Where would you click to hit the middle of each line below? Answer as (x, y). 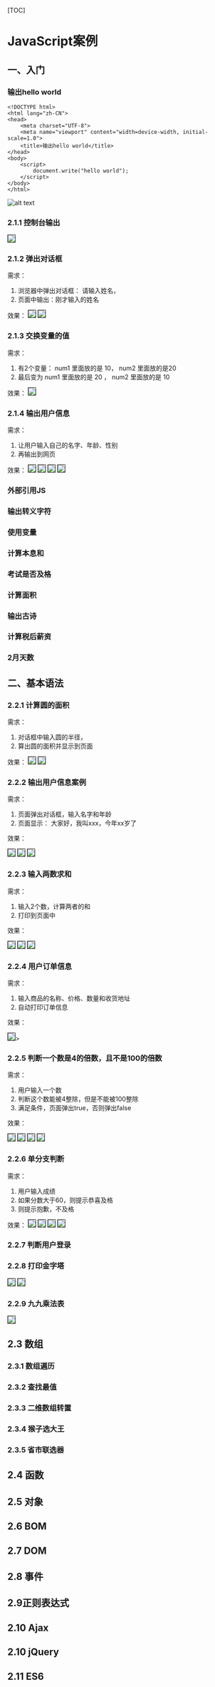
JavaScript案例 (53, 41)
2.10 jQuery (33, 1652)
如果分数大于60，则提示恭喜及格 (65, 1200)
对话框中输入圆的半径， (52, 737)
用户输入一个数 (40, 1090)
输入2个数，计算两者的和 (54, 906)
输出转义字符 (30, 511)
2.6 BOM (27, 1526)
